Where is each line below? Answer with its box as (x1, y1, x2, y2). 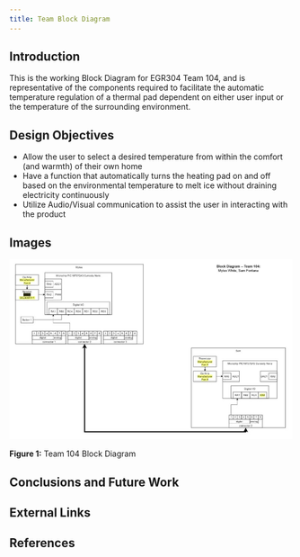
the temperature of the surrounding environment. (9, 102, 191, 112)
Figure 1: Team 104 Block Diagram (9, 448, 137, 459)
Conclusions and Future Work (9, 474, 180, 490)
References (9, 535, 75, 551)
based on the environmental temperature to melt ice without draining (22, 180, 277, 191)
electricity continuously (22, 190, 110, 201)
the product (22, 209, 66, 220)
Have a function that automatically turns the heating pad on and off (22, 171, 271, 182)
